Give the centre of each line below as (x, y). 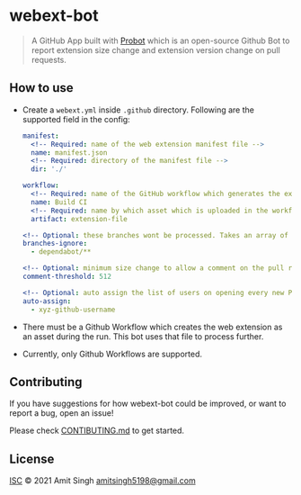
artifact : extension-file (79, 219)
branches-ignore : (55, 244)
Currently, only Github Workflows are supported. (112, 354)
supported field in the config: (76, 119)
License (32, 459)
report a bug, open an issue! (62, 413)
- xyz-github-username (73, 310)
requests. (49, 59)
